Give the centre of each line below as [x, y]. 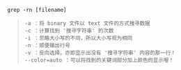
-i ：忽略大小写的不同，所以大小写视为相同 [78, 38]
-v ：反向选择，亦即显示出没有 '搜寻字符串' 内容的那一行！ [100, 53]
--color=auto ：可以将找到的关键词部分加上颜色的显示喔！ [99, 60]
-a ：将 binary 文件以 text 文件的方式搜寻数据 [87, 24]
